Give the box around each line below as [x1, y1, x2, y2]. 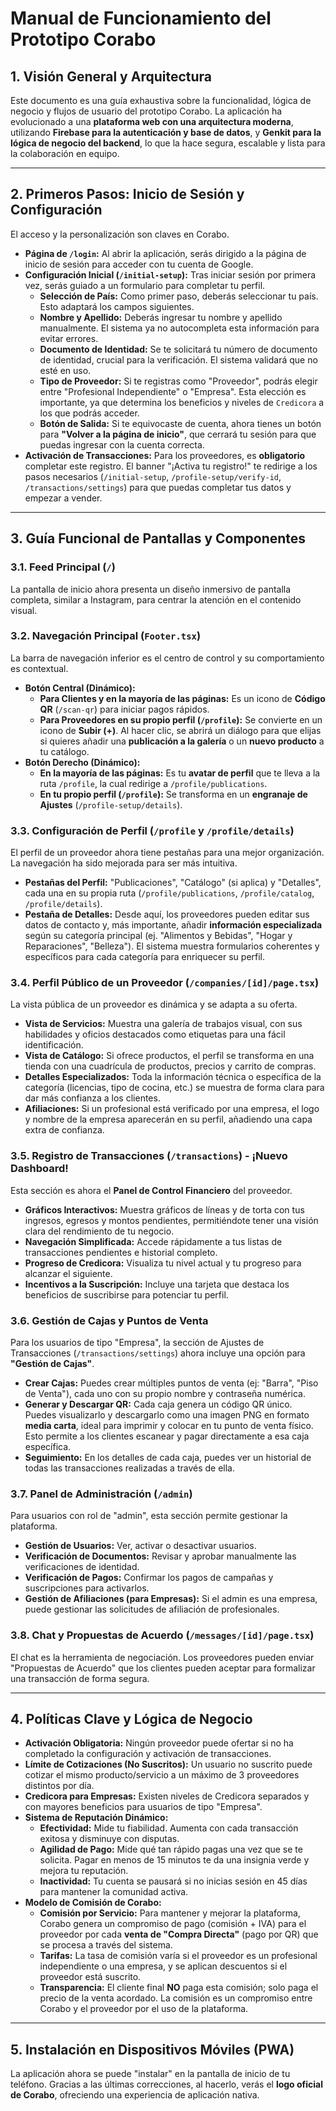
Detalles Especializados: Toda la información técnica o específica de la [24, 1071, 322, 1083]
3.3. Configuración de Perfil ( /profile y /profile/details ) [10, 823, 295, 837]
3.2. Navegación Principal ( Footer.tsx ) [10, 629, 202, 643]
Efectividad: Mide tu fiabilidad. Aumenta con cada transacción [39, 1822, 299, 1834]
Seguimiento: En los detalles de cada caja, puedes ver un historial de [24, 1451, 312, 1463]
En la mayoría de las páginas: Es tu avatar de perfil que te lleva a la [39, 767, 321, 779]
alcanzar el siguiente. [24, 1267, 113, 1279]
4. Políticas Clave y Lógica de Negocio [10, 1710, 253, 1727]
